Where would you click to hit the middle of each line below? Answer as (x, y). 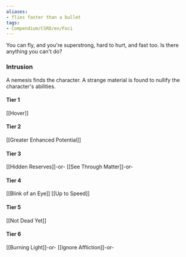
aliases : (17, 12)
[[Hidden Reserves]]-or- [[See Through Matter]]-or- (70, 167)
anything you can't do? (34, 52)
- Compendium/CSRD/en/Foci (40, 28)
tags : (13, 23)
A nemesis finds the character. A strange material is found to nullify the (93, 80)
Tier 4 (14, 180)
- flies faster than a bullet (44, 17)
